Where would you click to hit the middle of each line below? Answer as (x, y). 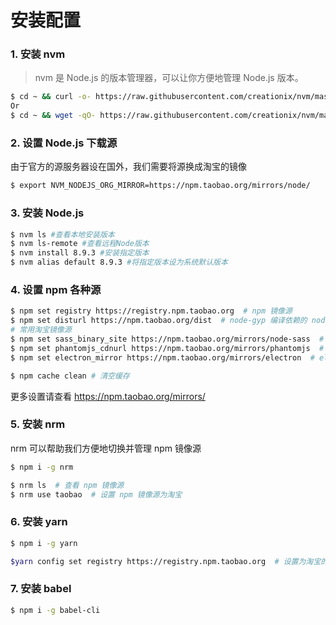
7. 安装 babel (41, 589)
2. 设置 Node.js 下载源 (64, 143)
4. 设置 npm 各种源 (56, 289)
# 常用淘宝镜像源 (41, 330)
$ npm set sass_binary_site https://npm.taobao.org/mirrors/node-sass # (167, 339)
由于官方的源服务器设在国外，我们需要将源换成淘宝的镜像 (128, 167)
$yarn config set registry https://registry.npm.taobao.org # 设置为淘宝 (166, 561)
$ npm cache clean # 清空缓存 (70, 376)
